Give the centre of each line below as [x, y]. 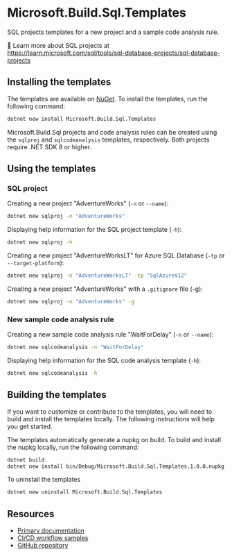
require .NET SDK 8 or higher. [50, 146]
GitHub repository [43, 546]
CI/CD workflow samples [53, 538]
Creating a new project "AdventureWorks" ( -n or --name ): [88, 203]
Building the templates [57, 395]
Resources [31, 514]
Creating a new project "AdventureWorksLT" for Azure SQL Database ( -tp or [116, 255]
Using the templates [52, 169]
